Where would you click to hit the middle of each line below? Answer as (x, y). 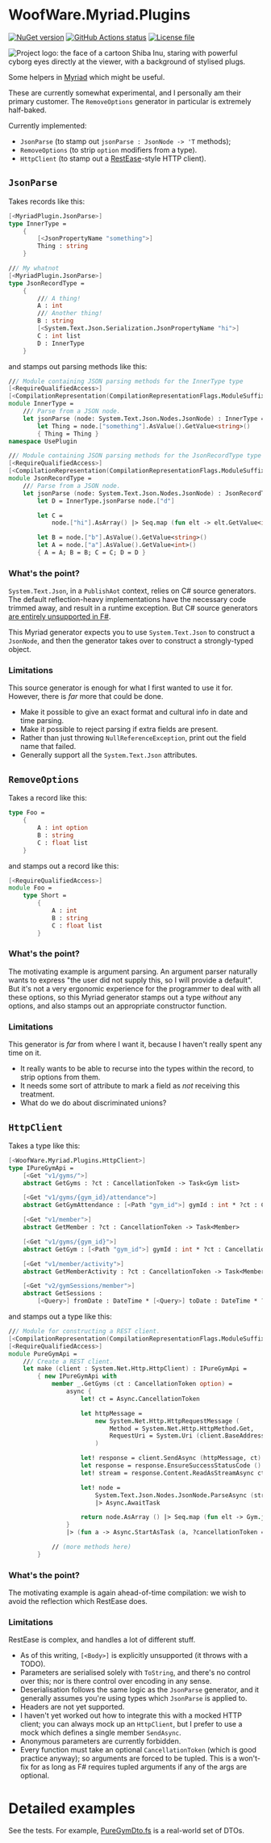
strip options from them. (60, 1077)
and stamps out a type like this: (60, 1317)
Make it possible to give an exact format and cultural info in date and (134, 712)
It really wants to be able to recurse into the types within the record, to (137, 1069)
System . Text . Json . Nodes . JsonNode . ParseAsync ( (174, 1495)
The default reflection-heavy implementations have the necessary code (127, 600)
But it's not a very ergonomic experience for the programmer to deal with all (134, 988)
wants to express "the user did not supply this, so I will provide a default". (130, 980)
